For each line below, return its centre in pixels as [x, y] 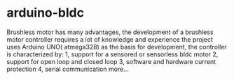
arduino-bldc [46, 13]
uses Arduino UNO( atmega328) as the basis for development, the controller [117, 47]
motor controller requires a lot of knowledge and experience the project [110, 39]
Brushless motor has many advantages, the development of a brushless [110, 32]
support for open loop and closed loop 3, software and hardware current [111, 61]
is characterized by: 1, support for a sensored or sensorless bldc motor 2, [112, 54]
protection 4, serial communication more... [68, 69]
